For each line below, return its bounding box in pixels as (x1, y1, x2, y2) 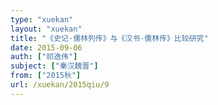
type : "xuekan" (10, 14, 74, 25)
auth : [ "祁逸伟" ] (10, 52, 78, 62)
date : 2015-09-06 (10, 42, 83, 53)
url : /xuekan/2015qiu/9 (10, 80, 110, 90)
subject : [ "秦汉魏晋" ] (10, 61, 99, 71)
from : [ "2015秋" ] (10, 71, 82, 81)
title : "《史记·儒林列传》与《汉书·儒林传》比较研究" (10, 33, 209, 43)
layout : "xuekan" (10, 24, 83, 34)
